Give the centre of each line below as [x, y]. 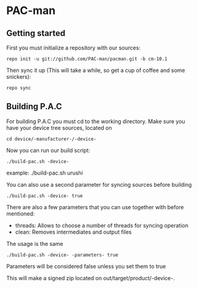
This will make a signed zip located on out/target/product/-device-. [90, 278]
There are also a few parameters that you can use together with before [95, 207]
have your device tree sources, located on [59, 128]
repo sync [19, 88]
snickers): [19, 77]
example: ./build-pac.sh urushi [45, 173]
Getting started [36, 33]
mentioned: [21, 214]
